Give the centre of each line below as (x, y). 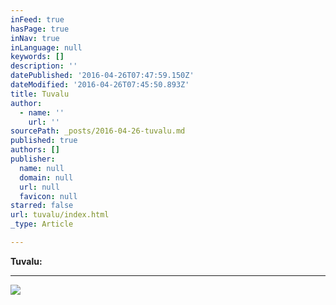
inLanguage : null (46, 47)
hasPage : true (40, 29)
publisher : (33, 159)
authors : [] (35, 150)
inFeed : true (37, 19)
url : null (39, 187)
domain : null (46, 177)
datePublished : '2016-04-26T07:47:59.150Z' (102, 76)
